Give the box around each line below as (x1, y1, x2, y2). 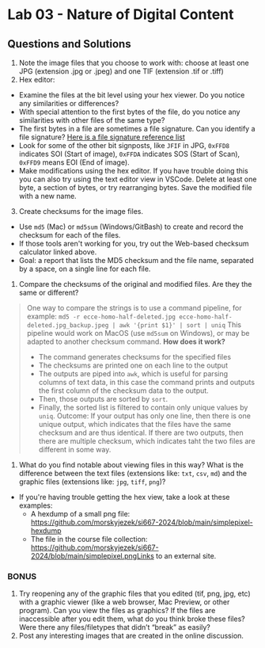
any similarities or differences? (18, 99, 119, 108)
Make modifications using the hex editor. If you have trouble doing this (18, 166, 248, 175)
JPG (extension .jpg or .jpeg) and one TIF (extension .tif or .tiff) (18, 67, 225, 76)
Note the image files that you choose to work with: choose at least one (18, 58, 250, 67)
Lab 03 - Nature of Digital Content (7, 6, 234, 24)
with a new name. (18, 192, 77, 200)
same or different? (18, 288, 79, 297)
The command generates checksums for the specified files (38, 353, 231, 361)
